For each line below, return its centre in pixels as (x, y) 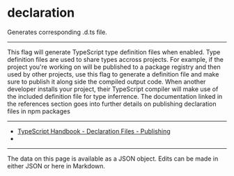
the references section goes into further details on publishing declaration (112, 104)
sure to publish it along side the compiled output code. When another (107, 81)
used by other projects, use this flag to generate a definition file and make (113, 74)
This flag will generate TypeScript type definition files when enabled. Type (114, 52)
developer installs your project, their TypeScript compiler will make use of (113, 89)
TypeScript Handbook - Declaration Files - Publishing (94, 131)
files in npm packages (39, 111)
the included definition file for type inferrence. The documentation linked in (115, 96)
